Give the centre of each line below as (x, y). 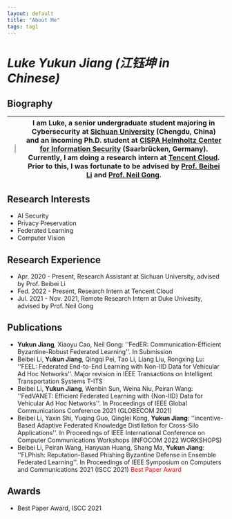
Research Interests (49, 199)
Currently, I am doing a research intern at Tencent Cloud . (124, 158)
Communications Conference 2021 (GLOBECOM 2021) (95, 410)
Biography (30, 104)
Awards (24, 492)
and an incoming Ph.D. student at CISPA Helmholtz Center (124, 141)
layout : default (30, 14)
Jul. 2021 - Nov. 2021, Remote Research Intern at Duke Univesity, (110, 298)
